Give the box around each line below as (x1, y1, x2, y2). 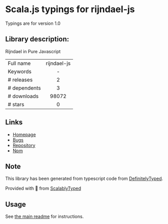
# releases (8, 76, 33, 83)
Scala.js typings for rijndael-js (5, 4, 135, 15)
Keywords (8, 68, 32, 75)
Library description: (5, 35, 69, 43)
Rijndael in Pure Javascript (5, 48, 61, 54)
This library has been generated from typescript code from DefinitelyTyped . (5, 175, 163, 182)
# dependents (8, 84, 41, 92)
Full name (8, 60, 31, 67)
